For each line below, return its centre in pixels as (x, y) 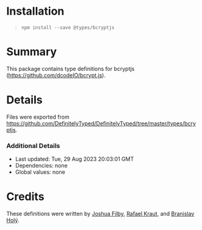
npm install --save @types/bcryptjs (68, 28)
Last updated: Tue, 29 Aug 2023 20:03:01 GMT (74, 159)
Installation (35, 11)
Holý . (13, 220)
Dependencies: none (41, 166)
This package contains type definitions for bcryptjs (70, 69)
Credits (25, 197)
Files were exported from (38, 117)
